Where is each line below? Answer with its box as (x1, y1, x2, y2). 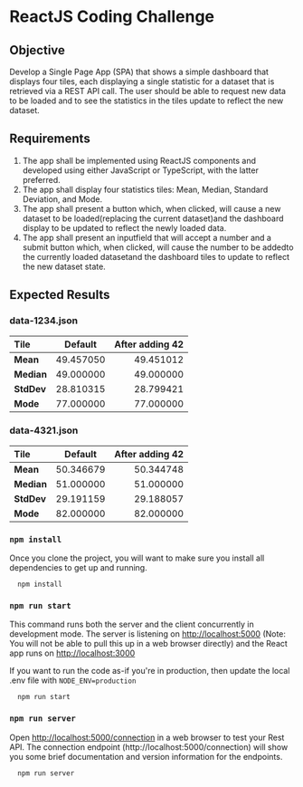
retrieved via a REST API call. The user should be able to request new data (9, 86, 287, 96)
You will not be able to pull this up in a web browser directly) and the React (9, 638, 288, 649)
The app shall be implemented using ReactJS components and (22, 155, 256, 166)
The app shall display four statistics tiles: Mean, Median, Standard (22, 184, 269, 195)
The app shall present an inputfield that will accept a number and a (22, 232, 271, 243)
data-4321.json (9, 424, 79, 437)
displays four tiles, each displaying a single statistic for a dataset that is (9, 76, 275, 87)
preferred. (22, 174, 61, 185)
